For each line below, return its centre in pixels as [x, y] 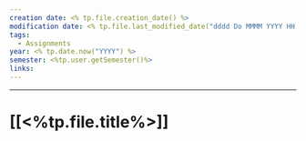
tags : [20, 35]
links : [22, 69]
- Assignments [44, 43]
